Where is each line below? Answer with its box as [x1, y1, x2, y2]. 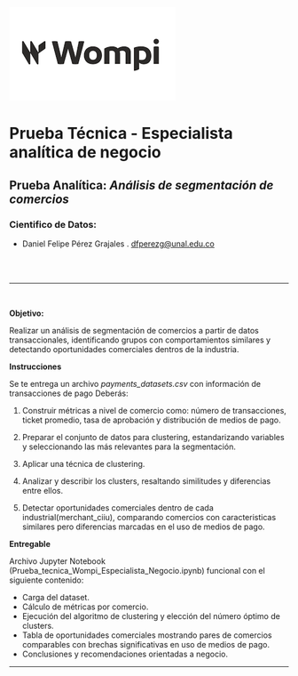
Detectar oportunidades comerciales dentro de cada [21, 502, 215, 513]
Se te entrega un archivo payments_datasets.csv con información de [9, 378, 262, 389]
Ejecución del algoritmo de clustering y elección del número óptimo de [21, 610, 281, 621]
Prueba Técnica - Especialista [9, 124, 233, 144]
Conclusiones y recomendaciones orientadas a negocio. [21, 648, 229, 659]
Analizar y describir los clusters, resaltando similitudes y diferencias [21, 475, 271, 487]
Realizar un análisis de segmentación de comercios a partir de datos [9, 325, 259, 335]
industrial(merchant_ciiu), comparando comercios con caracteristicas [21, 511, 277, 522]
